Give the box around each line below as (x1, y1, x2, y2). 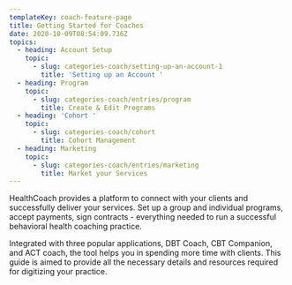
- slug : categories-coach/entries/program (32, 94, 191, 104)
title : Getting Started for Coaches (9, 21, 144, 30)
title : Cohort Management (41, 136, 137, 145)
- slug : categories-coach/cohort (32, 128, 156, 137)
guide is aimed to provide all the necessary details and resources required (9, 257, 279, 267)
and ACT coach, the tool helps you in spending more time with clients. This (9, 248, 281, 259)
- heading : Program (17, 79, 89, 87)
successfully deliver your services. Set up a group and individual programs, (9, 202, 284, 213)
